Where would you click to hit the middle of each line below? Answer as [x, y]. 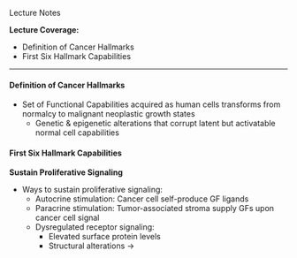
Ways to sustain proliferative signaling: [92, 190]
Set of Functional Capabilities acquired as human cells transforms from [151, 104]
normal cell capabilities [77, 133]
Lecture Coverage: [44, 30]
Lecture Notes [35, 13]
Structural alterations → [91, 246]
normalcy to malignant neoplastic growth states [109, 114]
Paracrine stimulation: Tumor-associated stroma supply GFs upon [155, 209]
